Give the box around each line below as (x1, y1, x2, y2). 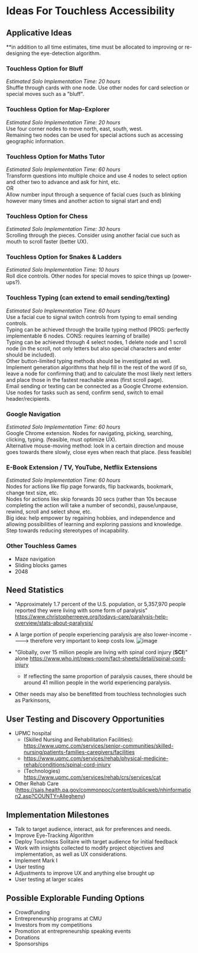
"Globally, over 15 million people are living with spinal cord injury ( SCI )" (14, 649, 188, 656)
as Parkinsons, (14, 697, 51, 704)
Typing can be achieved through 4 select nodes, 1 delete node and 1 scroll (6, 339, 187, 346)
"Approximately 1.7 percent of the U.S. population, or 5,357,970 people (14, 601, 186, 608)
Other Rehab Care (14, 780, 59, 787)
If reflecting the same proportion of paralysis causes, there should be (23, 673, 193, 680)
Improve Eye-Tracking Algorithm (14, 832, 94, 839)
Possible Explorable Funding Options (6, 893, 145, 903)
